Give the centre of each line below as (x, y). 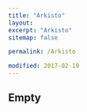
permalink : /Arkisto (42, 52)
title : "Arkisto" (37, 15)
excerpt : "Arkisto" (40, 30)
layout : (21, 23)
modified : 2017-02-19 (44, 66)
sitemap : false (33, 37)
